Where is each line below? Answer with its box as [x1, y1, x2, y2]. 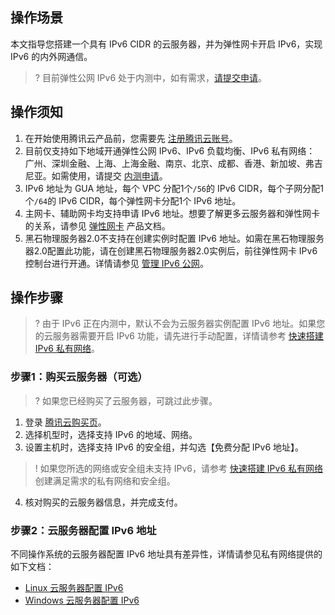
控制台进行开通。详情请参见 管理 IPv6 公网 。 [24, 257, 209, 269]
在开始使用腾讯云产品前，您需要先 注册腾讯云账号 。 [24, 132, 238, 144]
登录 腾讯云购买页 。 [24, 416, 107, 428]
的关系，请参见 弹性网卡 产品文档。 [24, 219, 171, 232]
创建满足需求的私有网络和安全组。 [34, 474, 176, 487]
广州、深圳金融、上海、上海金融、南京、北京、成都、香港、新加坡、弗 [24, 157, 315, 169]
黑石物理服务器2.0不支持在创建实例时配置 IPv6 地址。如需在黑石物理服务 [24, 232, 325, 244]
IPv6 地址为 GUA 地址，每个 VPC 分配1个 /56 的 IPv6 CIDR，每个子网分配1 [24, 182, 324, 194]
